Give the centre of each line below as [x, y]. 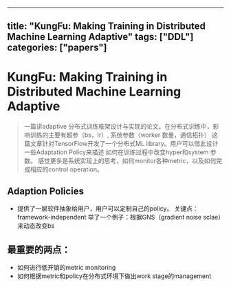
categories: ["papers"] [57, 47]
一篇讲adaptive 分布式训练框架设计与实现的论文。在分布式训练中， [118, 126]
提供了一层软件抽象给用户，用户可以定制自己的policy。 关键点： [108, 209]
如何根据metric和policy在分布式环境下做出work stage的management [114, 276]
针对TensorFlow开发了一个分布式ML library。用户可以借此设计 [130, 143]
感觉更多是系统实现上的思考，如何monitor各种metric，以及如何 [127, 160]
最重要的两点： [39, 249]
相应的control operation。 [66, 169]
